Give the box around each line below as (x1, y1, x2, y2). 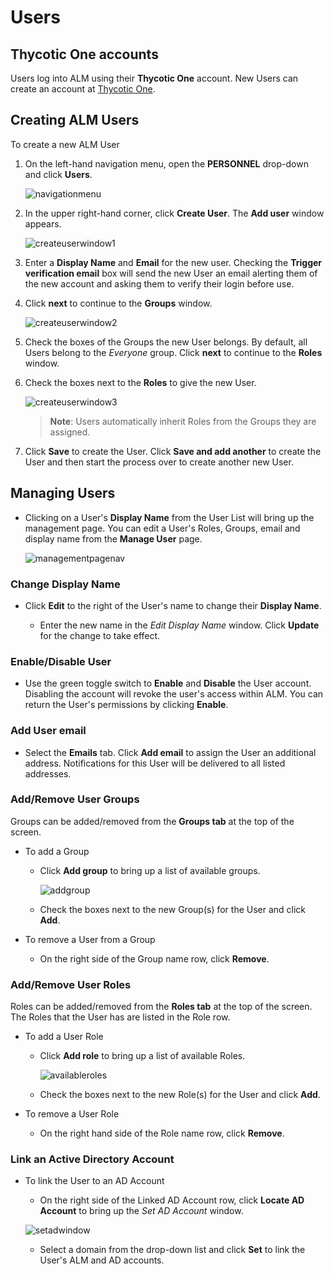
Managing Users (10, 485, 116, 502)
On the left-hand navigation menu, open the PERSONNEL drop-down (24, 157, 309, 170)
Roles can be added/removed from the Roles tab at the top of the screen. (10, 1001, 313, 1013)
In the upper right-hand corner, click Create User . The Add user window (24, 207, 325, 219)
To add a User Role (24, 1031, 104, 1043)
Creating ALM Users (10, 112, 140, 129)
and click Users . (24, 168, 93, 180)
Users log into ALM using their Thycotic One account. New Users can (10, 72, 299, 84)
